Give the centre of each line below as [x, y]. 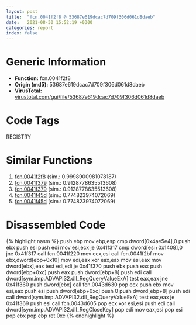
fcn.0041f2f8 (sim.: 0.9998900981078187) [66, 177]
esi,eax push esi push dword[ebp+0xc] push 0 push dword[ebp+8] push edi [98, 291]
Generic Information [56, 62]
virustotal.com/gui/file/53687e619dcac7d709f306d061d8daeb [90, 97]
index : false [22, 33]
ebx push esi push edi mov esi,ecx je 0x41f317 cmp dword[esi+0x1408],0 [94, 247]
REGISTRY [18, 137]
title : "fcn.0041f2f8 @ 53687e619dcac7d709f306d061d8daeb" [81, 17]
